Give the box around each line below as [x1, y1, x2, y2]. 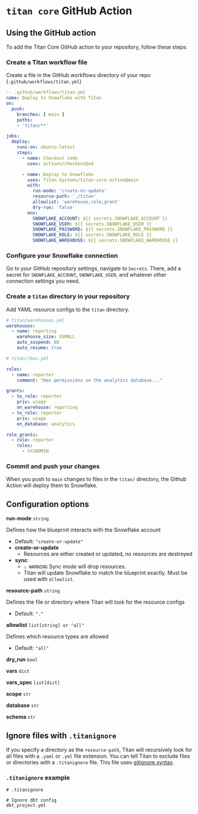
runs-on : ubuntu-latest [17, 144, 76, 150]
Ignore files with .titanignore [6, 730, 117, 741]
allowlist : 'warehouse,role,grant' [32, 199, 120, 205]
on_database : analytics [17, 421, 76, 427]
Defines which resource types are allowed [6, 633, 109, 640]
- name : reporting [11, 328, 57, 334]
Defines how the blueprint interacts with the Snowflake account [6, 526, 161, 534]
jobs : [6, 133, 20, 139]
